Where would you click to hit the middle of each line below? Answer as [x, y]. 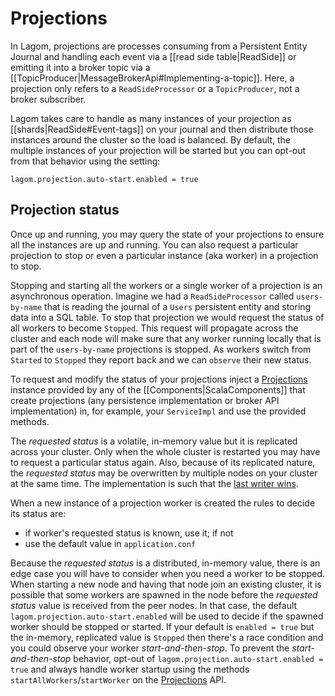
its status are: [38, 513]
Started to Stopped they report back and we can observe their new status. [161, 359]
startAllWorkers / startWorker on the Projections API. [118, 679]
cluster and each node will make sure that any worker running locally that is [166, 338]
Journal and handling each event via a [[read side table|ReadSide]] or [153, 56]
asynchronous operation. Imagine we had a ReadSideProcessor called [152, 296]
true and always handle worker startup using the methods [130, 669]
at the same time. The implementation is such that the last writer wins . [154, 483]
